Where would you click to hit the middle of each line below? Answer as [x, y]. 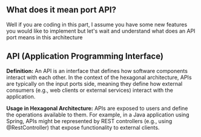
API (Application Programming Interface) [85, 56]
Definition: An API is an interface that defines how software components [97, 71]
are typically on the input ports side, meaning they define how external [94, 83]
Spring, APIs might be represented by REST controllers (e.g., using [89, 121]
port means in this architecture [44, 37]
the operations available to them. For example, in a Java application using [98, 115]
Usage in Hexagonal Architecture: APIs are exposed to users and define [97, 108]
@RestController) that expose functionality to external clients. [83, 127]
